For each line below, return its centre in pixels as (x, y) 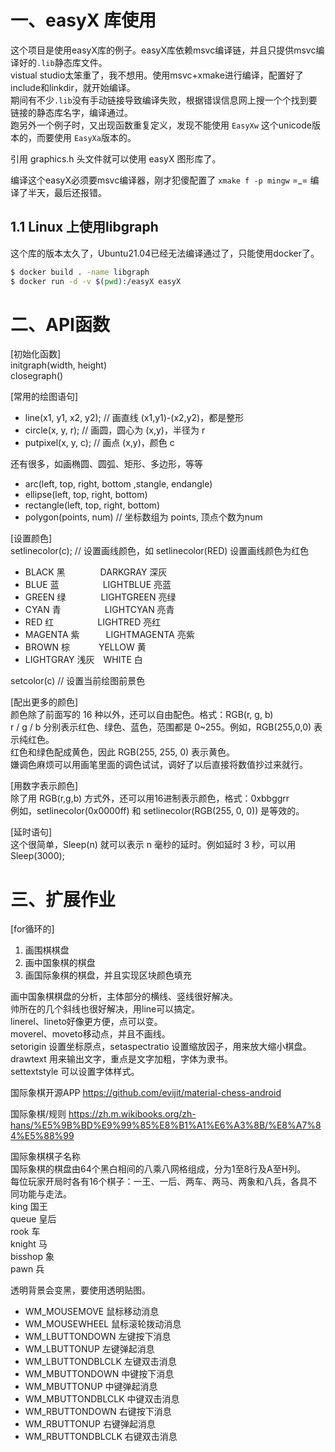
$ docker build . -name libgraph (80, 272)
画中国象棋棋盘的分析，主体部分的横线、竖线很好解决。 (124, 997)
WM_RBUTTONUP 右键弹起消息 (90, 1424)
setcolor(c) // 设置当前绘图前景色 (78, 681)
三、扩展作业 (63, 899)
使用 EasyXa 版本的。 (95, 137)
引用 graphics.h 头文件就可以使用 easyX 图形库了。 (116, 158)
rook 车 (25, 1232)
